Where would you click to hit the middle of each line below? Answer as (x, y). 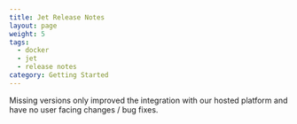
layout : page (33, 26)
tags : (19, 42)
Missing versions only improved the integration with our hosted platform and (148, 100)
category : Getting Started (59, 75)
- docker (33, 50)
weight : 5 (27, 34)
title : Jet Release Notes (57, 17)
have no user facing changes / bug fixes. (84, 109)
